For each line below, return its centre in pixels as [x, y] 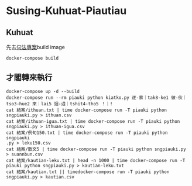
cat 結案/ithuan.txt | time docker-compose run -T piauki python [86, 110]
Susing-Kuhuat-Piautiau [66, 11]
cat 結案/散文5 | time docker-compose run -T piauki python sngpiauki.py [96, 149]
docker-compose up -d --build [43, 91]
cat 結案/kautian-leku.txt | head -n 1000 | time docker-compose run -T [96, 160]
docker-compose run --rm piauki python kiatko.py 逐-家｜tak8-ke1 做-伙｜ [97, 98]
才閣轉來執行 [29, 77]
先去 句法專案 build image [36, 47]
